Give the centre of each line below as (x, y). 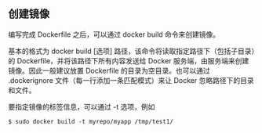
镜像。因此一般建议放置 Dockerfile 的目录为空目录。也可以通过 (109, 70)
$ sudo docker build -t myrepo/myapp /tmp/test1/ (91, 121)
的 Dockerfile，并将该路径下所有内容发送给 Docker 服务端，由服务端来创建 (129, 60)
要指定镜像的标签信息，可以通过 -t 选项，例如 (82, 106)
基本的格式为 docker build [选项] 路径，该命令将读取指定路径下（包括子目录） (131, 51)
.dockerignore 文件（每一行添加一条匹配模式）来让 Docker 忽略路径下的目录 (131, 80)
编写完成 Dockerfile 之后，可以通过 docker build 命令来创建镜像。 (114, 34)
